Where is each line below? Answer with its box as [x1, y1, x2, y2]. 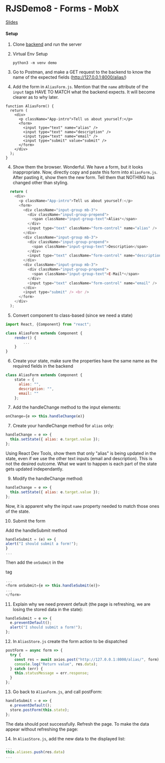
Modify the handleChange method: [12, 475, 83, 481]
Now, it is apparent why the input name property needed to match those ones [5, 503, 160, 509]
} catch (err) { [10, 666, 43, 671]
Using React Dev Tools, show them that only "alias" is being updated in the [5, 450, 156, 456]
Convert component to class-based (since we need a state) [12, 312, 133, 318]
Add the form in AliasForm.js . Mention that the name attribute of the [12, 84, 149, 90]
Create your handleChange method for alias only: [12, 423, 114, 429]
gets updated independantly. [5, 466, 64, 472]
